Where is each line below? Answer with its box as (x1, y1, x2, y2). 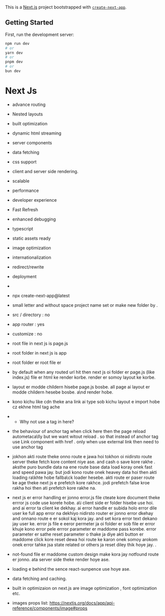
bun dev (5, 69, 21, 73)
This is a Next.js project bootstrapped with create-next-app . (5, 4, 127, 10)
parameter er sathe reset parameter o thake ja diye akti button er (12, 531, 144, 537)
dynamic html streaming (12, 130, 62, 136)
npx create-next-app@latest (12, 292, 70, 298)
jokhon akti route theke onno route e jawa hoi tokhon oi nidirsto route (12, 453, 152, 459)
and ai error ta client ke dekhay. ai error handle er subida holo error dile (12, 505, 157, 511)
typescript (12, 225, 33, 231)
